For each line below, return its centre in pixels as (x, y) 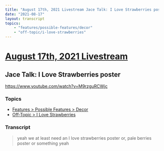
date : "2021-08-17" (25, 14)
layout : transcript (25, 19)
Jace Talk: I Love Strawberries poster (63, 75)
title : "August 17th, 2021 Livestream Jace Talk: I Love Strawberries (78, 10)
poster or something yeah (43, 143)
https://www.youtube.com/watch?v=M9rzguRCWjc (56, 86)
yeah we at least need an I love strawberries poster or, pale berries (84, 138)
